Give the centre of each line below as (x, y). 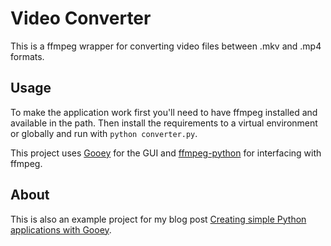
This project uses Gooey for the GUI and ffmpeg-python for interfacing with (166, 153)
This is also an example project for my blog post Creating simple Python (158, 219)
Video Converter (81, 18)
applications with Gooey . (61, 229)
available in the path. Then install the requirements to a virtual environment (164, 123)
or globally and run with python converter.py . (104, 133)
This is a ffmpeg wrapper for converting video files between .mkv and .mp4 (166, 46)
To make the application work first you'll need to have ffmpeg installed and (164, 112)
